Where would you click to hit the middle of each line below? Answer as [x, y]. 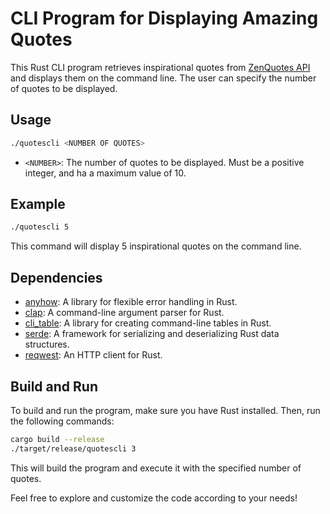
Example [38, 204]
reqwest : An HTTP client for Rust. [93, 355]
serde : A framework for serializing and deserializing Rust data [152, 334]
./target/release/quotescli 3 [73, 448]
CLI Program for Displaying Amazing [164, 18]
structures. [47, 344]
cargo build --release [57, 439]
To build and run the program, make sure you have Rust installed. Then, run [165, 410]
